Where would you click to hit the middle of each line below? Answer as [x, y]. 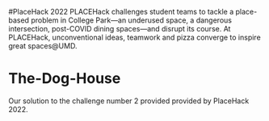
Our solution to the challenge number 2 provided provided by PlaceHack [129, 101]
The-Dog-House [65, 79]
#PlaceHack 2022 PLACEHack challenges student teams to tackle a [121, 12]
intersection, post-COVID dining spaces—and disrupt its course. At [120, 29]
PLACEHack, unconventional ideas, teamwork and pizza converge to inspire [134, 37]
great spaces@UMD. [43, 46]
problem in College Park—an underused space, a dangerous [132, 20]
